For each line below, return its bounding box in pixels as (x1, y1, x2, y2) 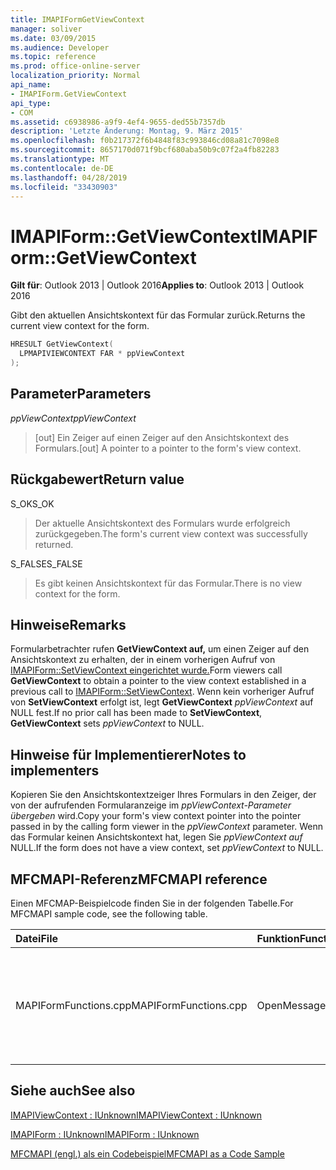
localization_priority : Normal (10, 71, 141, 81)
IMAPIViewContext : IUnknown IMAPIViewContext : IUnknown (10, 1109, 263, 1121)
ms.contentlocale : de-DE (10, 163, 114, 173)
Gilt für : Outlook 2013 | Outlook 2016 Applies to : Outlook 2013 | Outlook (10, 279, 305, 291)
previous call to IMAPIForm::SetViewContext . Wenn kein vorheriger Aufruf (10, 686, 315, 698)
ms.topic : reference (10, 52, 97, 62)
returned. (34, 538, 74, 550)
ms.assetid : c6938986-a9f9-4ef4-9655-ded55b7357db (10, 117, 226, 127)
